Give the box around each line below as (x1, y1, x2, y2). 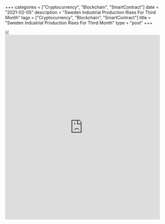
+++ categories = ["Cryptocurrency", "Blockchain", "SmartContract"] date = (5, 4, 159, 10)
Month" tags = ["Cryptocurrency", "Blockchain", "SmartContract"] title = (5, 15, 151, 20)
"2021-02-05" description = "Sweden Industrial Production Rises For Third (5, 9, 156, 15)
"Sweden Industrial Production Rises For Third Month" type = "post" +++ (5, 20, 153, 26)
